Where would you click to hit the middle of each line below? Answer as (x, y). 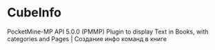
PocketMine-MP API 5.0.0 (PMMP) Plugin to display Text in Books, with (108, 32)
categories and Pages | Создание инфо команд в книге (87, 38)
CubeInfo (34, 13)
